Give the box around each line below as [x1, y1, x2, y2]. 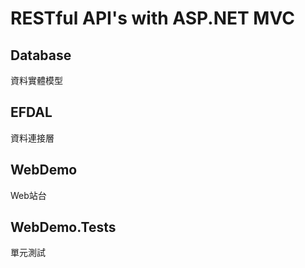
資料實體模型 [10, 75, 63, 86]
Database [10, 47, 72, 64]
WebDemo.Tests [10, 219, 117, 236]
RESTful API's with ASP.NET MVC [10, 7, 295, 30]
